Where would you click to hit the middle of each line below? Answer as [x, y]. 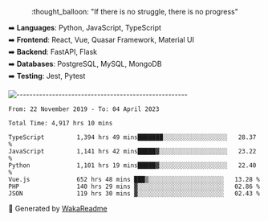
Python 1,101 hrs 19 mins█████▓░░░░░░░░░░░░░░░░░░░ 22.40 [132, 166]
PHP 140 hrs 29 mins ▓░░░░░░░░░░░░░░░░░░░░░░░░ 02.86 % [134, 186]
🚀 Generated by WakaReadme [58, 209]
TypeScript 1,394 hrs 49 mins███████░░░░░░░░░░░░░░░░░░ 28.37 [132, 137]
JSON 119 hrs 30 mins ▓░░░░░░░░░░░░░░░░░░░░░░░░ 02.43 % [134, 194]
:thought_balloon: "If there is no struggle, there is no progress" [135, 12]
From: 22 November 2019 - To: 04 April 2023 [84, 109]
